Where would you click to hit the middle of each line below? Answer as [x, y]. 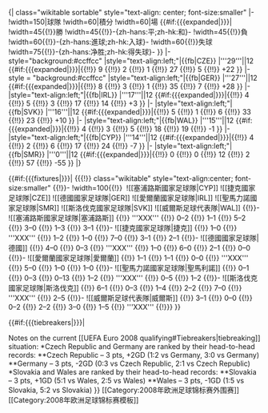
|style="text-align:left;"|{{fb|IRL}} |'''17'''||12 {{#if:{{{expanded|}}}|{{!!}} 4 [129, 95]
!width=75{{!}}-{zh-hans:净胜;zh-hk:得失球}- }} [86, 52]
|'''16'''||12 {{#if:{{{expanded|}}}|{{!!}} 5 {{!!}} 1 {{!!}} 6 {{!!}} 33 [148, 112]
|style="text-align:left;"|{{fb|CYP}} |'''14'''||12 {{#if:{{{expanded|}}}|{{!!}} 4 [131, 137]
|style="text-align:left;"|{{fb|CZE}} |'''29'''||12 [179, 61]
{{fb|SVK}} [26, 112]
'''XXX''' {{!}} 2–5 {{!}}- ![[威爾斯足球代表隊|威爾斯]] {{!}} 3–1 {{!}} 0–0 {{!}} [131, 298]
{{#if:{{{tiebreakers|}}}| [47, 323]
